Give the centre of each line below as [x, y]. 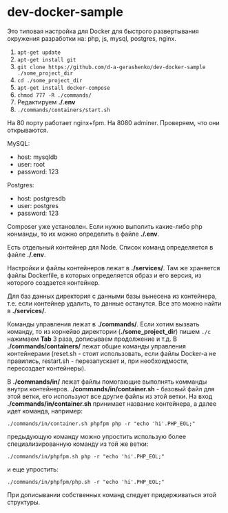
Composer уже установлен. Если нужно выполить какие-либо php [105, 226]
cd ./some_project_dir [50, 80]
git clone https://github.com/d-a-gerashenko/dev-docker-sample [111, 67]
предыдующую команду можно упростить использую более [97, 436]
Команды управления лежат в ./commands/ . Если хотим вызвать [103, 324]
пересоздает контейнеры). [46, 368]
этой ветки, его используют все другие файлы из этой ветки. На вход [110, 396]
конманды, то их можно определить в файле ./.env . [83, 234]
